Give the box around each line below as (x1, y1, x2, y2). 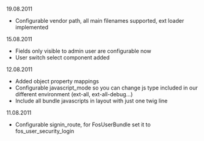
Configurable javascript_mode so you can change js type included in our (15, 84, 199, 91)
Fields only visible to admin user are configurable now (15, 47, 151, 55)
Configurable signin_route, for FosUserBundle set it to (15, 121, 151, 128)
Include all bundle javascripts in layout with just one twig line (15, 97, 168, 104)
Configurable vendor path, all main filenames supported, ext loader (15, 17, 184, 24)
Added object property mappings (15, 78, 100, 85)
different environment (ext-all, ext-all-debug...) (15, 91, 133, 97)
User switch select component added (15, 54, 110, 61)
